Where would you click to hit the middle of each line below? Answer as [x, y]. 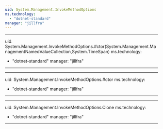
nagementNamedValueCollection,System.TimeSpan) [57, 52]
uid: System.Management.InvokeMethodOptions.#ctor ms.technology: [75, 80]
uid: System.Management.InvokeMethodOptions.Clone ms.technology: [76, 108]
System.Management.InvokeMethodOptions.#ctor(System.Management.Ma [81, 47]
